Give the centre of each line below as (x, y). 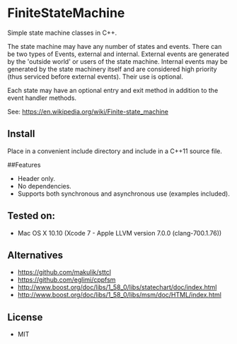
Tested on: (31, 216)
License (25, 317)
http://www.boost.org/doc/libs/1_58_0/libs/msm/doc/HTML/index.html (119, 295)
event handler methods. (42, 98)
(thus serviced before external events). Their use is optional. (96, 77)
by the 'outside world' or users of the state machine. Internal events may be (117, 61)
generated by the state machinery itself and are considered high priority (112, 69)
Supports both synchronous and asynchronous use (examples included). (123, 194)
